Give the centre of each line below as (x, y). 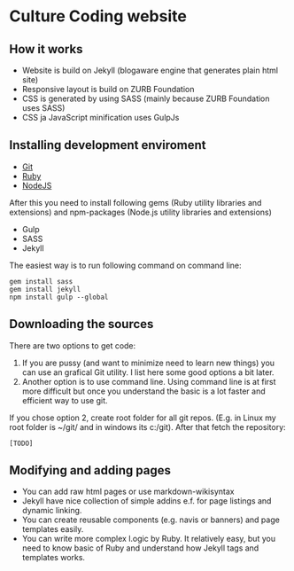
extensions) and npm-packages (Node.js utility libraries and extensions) (141, 212)
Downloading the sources (81, 324)
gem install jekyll (45, 289)
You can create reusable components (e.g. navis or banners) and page (151, 520)
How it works (46, 49)
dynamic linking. (52, 511)
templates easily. (53, 529)
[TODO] (21, 443)
